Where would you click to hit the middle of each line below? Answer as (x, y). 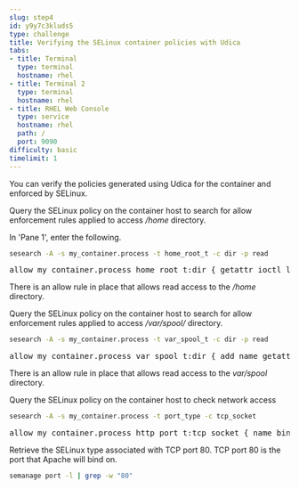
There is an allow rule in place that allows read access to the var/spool (138, 373)
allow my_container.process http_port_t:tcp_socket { (129, 433)
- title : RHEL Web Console (59, 109)
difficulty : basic (43, 150)
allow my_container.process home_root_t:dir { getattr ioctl (145, 270)
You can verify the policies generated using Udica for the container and (140, 183)
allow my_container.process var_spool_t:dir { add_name (133, 356)
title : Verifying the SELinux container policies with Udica (125, 42)
